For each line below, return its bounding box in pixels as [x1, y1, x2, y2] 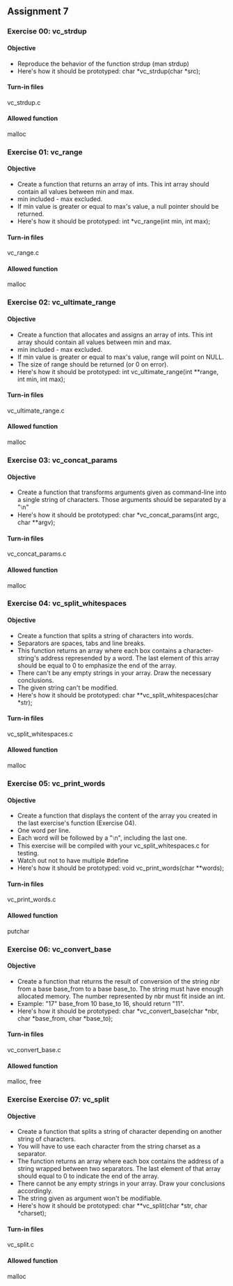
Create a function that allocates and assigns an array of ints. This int [17, 330, 214, 339]
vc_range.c [7, 249, 40, 257]
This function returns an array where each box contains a [17, 646, 182, 655]
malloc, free [7, 1077, 42, 1086]
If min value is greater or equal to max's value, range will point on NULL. [17, 353, 224, 361]
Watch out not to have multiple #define [17, 857, 129, 865]
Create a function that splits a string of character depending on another [17, 1128, 223, 1136]
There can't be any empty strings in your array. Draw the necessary [17, 668, 212, 677]
